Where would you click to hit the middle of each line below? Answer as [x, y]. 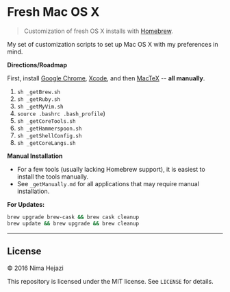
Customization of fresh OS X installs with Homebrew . [98, 31]
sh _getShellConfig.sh [49, 136]
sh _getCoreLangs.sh [46, 143]
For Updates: [26, 204]
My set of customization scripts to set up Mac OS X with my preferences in [113, 44]
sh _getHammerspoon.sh [49, 128]
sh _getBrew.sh [39, 92]
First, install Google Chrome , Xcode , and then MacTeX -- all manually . [106, 78]
